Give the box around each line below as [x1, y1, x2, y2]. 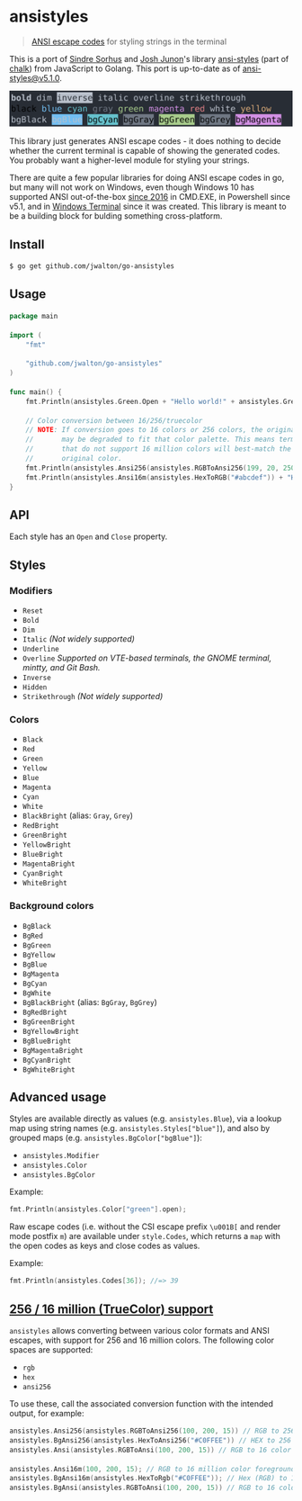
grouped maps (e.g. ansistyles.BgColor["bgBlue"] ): [9, 1132, 202, 1144]
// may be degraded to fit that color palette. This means [25, 435, 276, 445]
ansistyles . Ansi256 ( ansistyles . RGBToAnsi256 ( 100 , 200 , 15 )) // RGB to [9, 1426, 280, 1435]
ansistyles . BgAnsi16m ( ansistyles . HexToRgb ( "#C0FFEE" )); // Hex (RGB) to [9, 1474, 288, 1483]
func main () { [9, 387, 63, 397]
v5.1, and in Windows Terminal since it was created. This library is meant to [9, 201, 287, 212]
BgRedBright [22, 1008, 67, 1017]
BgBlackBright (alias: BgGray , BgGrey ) [22, 996, 157, 1007]
